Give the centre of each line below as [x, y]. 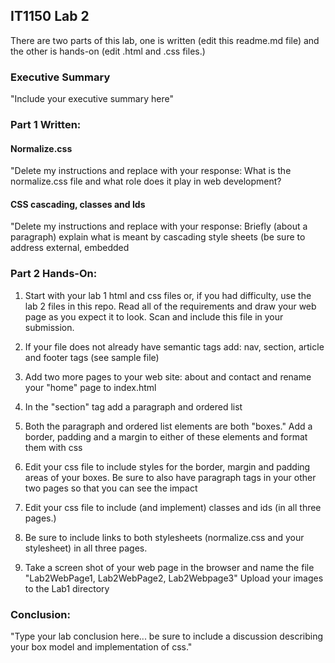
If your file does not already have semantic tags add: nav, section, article [174, 346]
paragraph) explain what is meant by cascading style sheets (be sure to [158, 237]
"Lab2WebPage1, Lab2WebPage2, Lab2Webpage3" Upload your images [174, 578]
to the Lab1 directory [67, 588]
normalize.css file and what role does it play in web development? [146, 181]
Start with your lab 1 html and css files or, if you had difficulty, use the [168, 295]
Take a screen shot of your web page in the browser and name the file [169, 567]
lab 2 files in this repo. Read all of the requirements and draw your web [170, 306]
